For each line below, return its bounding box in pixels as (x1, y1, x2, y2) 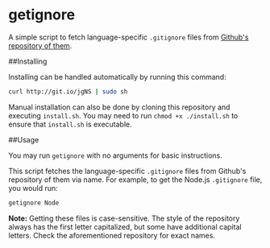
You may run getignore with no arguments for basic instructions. (8, 151, 223, 160)
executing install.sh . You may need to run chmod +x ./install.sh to (8, 110, 239, 120)
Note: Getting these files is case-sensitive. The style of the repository (8, 213, 240, 223)
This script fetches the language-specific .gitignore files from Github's (8, 166, 247, 176)
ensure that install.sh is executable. (8, 119, 133, 129)
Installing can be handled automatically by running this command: (8, 72, 227, 81)
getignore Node (8, 199, 60, 207)
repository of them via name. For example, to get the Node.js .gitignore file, (8, 175, 263, 184)
